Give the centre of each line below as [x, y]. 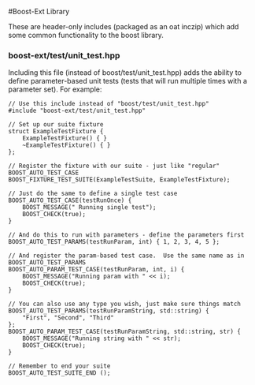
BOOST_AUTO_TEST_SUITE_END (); [59, 373]
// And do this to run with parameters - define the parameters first [126, 235]
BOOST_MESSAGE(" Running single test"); [89, 207]
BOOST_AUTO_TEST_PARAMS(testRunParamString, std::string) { [109, 311]
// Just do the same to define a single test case [93, 194]
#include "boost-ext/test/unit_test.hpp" [77, 111]
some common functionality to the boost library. [86, 35]
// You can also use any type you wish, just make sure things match [125, 304]
